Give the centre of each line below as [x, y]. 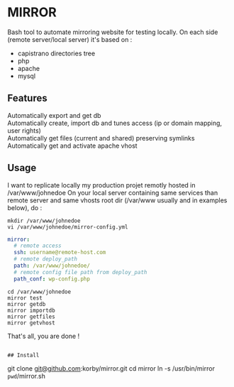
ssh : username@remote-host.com [60, 253]
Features [27, 98]
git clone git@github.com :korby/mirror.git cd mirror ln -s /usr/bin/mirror [111, 368]
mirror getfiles [31, 317]
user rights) [24, 130]
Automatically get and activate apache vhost [72, 146]
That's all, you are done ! [44, 336]
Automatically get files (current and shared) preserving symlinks [101, 138]
